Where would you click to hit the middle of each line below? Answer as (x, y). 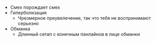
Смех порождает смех (35, 7)
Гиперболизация (28, 13)
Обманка (20, 29)
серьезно (28, 23)
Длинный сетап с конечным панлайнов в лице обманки (79, 34)
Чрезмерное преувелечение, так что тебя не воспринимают (84, 18)
